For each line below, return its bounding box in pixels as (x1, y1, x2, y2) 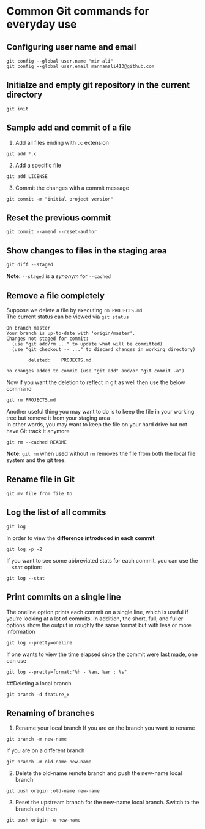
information (6, 628, 35, 635)
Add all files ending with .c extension (15, 139, 109, 146)
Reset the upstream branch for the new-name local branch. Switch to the (15, 799, 199, 806)
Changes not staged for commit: (6, 336, 89, 342)
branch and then (15, 805, 57, 812)
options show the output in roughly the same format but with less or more (6, 621, 192, 628)
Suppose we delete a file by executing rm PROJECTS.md (6, 307, 143, 314)
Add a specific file (15, 161, 61, 169)
